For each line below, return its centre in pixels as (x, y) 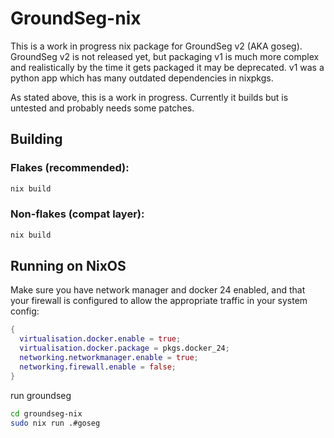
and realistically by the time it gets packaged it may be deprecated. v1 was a (167, 67)
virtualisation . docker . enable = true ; (100, 339)
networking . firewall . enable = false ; (98, 367)
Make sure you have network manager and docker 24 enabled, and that (158, 290)
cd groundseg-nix (46, 413)
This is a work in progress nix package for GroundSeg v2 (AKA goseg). (156, 46)
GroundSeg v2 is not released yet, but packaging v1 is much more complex (165, 56)
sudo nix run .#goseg (55, 423)
